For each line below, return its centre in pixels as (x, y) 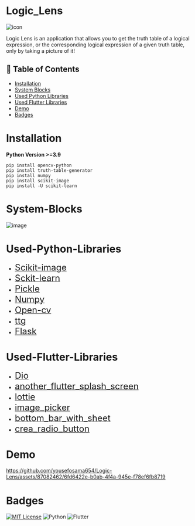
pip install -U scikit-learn (42, 186)
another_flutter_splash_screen (76, 386)
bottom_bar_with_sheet (63, 418)
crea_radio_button (52, 429)
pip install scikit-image (37, 181)
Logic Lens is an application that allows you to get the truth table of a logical (98, 38)
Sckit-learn (37, 278)
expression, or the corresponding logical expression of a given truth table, (95, 45)
